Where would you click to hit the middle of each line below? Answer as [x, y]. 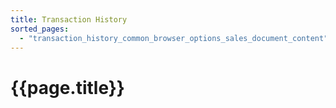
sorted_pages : [40, 29]
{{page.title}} [67, 87]
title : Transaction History [69, 19]
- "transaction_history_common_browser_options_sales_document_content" [174, 38]
